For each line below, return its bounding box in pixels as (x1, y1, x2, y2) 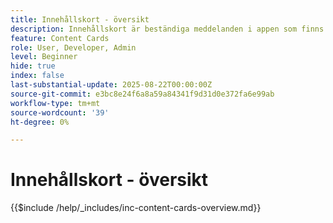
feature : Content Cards (10, 33, 110, 43)
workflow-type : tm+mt (10, 98, 101, 108)
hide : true (10, 61, 56, 71)
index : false (10, 71, 65, 81)
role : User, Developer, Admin (10, 42, 137, 53)
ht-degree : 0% (10, 117, 70, 127)
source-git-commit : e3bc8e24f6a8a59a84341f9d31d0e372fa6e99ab (10, 89, 275, 99)
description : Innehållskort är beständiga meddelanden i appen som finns (10, 24, 325, 34)
